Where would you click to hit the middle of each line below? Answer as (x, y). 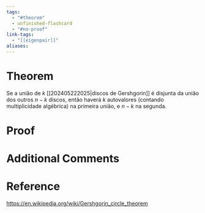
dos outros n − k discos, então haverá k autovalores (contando (85, 99)
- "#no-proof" (30, 29)
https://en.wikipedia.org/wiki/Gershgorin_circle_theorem (77, 204)
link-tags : (20, 35)
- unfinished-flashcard (42, 23)
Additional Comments (63, 159)
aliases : (17, 46)
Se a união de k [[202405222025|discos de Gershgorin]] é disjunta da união (103, 93)
